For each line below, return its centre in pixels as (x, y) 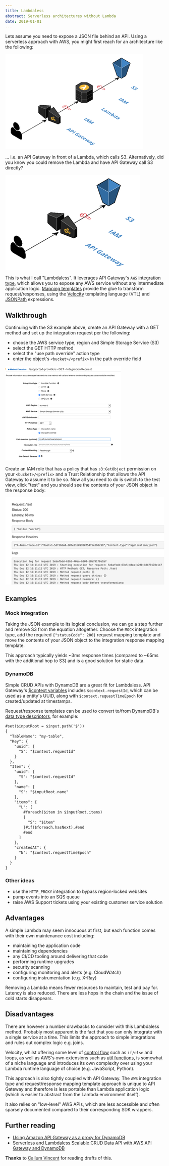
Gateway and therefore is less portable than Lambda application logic (77, 1089)
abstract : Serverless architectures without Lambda (61, 16)
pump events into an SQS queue (46, 897)
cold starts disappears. (29, 998)
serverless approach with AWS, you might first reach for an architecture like (84, 42)
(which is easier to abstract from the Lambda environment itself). (73, 1094)
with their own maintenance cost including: (50, 935)
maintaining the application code (46, 945)
